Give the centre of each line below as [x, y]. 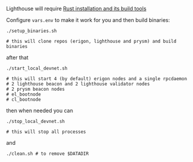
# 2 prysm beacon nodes [36, 89]
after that [17, 58]
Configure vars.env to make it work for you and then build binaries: [88, 20]
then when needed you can [39, 110]
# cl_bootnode [24, 100]
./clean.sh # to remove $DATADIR [48, 154]
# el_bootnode [24, 94]
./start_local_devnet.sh [37, 68]
